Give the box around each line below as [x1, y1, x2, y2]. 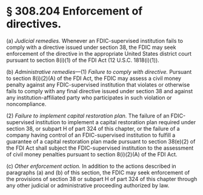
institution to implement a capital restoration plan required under [35, 118, 196, 125]
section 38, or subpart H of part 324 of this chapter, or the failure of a [6, 125, 180, 132]
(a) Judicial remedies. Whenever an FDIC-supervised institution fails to [6, 37, 184, 44]
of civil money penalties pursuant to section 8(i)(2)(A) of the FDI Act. [6, 150, 178, 158]
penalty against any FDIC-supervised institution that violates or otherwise [6, 81, 190, 88]
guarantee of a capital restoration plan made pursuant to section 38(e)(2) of [6, 137, 196, 145]
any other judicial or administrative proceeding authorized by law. [6, 182, 170, 189]
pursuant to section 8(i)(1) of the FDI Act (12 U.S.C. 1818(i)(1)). [6, 56, 159, 64]
